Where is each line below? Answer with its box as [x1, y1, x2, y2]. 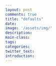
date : [5, 21, 16, 26]
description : [5, 30, 32, 35]
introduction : [5, 53, 35, 59]
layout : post [5, 7, 32, 12]
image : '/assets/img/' [5, 26, 52, 31]
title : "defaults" [5, 16, 43, 21]
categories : [5, 44, 30, 49]
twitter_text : [5, 49, 35, 54]
